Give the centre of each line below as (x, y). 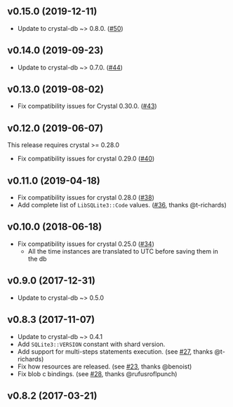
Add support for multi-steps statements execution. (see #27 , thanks (115, 351)
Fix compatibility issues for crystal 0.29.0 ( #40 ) (86, 159)
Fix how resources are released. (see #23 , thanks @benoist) (105, 366)
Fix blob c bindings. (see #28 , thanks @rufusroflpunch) (97, 373)
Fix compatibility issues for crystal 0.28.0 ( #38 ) (86, 198)
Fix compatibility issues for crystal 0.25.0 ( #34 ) (86, 244)
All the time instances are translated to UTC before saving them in (123, 251)
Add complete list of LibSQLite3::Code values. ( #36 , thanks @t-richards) (122, 205)
